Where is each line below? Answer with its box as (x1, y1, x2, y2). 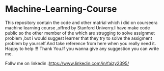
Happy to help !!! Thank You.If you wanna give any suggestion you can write (5, 46, 159, 51)
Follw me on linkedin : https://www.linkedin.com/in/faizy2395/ (5, 60, 129, 66)
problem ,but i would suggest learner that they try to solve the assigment (5, 35, 152, 41)
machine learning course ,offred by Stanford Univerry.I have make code (5, 24, 150, 30)
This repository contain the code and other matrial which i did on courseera (5, 20, 158, 25)
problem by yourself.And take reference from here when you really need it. (5, 40, 156, 46)
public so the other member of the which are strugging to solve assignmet (5, 30, 155, 36)
